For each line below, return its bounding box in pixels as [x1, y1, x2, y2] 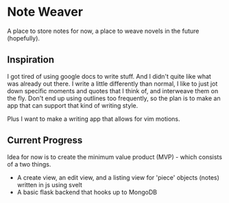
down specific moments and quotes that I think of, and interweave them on [7, 86, 219, 95]
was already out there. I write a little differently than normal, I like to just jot [7, 80, 218, 88]
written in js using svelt [16, 180, 82, 189]
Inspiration [7, 54, 55, 66]
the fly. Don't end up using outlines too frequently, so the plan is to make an [7, 94, 221, 102]
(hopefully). [7, 34, 40, 42]
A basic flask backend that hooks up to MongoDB [16, 188, 158, 196]
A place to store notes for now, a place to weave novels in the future [7, 27, 200, 35]
